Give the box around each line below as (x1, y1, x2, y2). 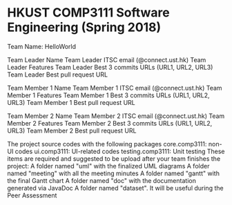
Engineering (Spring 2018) (7, 19, 162, 35)
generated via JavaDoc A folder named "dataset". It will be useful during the (7, 184, 224, 192)
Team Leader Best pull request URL (7, 70, 108, 79)
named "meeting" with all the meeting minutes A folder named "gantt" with (7, 169, 220, 177)
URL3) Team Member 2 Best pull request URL (7, 126, 137, 135)
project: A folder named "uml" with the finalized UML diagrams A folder (7, 162, 210, 170)
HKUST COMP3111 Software (7, 5, 171, 21)
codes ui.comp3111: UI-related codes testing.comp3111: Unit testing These (14, 147, 226, 155)
